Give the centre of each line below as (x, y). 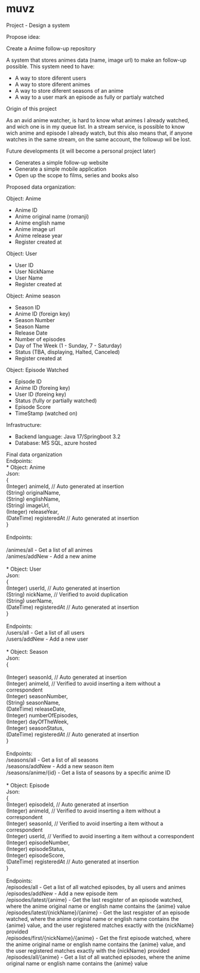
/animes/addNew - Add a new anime (51, 556)
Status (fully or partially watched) (56, 401)
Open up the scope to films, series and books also (76, 175)
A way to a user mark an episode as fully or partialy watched (89, 97)
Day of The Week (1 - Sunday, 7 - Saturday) (68, 345)
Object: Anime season (33, 296)
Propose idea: (23, 37)
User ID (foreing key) (41, 394)
